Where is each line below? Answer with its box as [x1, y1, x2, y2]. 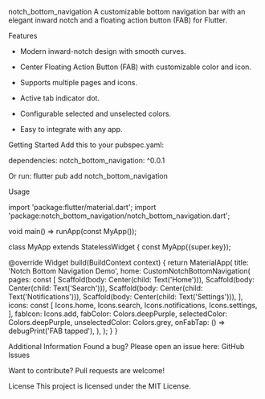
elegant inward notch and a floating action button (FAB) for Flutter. [8, 15, 227, 25]
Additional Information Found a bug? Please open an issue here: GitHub [8, 342, 245, 351]
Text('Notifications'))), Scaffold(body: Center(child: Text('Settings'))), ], [8, 292, 243, 301]
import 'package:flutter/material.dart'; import [8, 203, 157, 212]
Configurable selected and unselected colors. [19, 109, 171, 118]
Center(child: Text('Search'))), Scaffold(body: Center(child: [8, 283, 203, 293]
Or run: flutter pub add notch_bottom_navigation [8, 171, 169, 180]
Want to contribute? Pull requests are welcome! [8, 366, 165, 375]
